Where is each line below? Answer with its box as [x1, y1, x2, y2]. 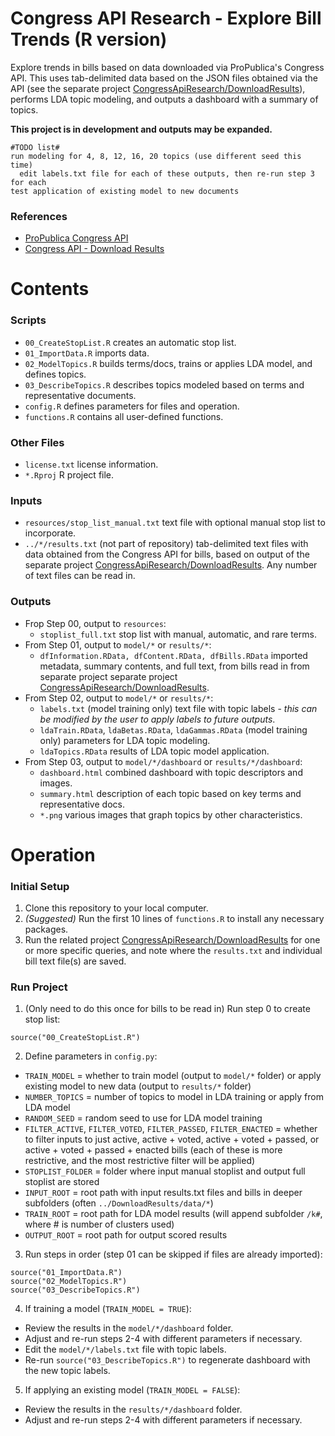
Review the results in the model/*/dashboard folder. [24, 1322, 234, 1334]
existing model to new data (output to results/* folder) [24, 1080, 252, 1092]
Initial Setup [10, 879, 70, 893]
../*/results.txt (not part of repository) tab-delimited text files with [24, 538, 309, 550]
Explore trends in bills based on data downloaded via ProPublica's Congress [10, 61, 325, 73]
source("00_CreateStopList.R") [10, 1033, 141, 1043]
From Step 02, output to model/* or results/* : [24, 692, 214, 704]
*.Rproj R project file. [24, 469, 115, 481]
